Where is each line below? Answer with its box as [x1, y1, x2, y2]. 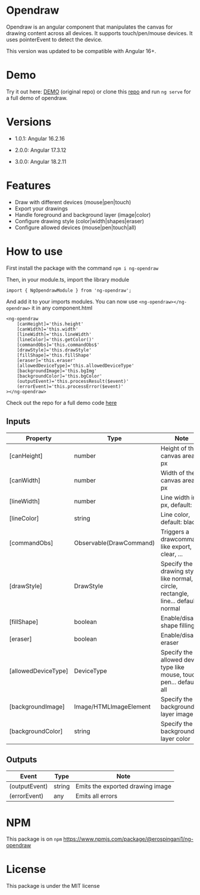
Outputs [6, 754, 37, 765]
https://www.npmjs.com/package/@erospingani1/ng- [63, 835, 193, 843]
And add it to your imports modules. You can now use [6, 298, 138, 305]
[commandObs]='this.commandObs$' [17, 342, 100, 348]
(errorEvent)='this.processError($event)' [17, 383, 124, 389]
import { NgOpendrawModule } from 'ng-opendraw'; [6, 287, 132, 294]
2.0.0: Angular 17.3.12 [14, 146, 67, 154]
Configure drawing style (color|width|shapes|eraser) [14, 217, 145, 224]
